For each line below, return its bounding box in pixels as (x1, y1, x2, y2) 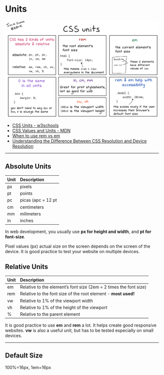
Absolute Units (5, 162, 51, 170)
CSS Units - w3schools (12, 122, 59, 128)
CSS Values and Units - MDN (12, 128, 71, 134)
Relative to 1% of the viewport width (20, 298, 93, 304)
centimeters (20, 204, 44, 210)
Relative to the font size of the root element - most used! (20, 291, 135, 297)
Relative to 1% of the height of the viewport (20, 305, 107, 310)
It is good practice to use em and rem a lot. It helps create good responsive (5, 322, 157, 328)
